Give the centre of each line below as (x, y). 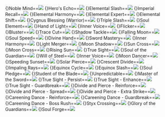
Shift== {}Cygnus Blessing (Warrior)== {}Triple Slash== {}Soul (77, 20)
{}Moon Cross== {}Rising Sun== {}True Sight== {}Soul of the (76, 50)
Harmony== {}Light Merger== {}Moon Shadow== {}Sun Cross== (80, 44)
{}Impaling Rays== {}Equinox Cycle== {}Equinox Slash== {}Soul (79, 68)
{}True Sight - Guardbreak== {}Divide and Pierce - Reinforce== (73, 85)
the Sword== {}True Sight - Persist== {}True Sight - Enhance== (76, 79)
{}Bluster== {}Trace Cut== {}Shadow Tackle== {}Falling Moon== (80, 32)
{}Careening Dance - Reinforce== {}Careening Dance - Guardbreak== (80, 97)
